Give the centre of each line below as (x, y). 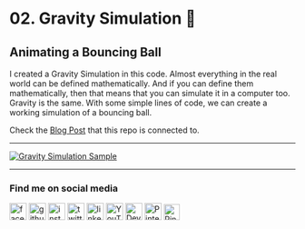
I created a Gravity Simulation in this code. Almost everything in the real (143, 74)
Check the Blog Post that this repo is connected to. (104, 130)
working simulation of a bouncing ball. (81, 112)
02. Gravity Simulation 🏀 (103, 19)
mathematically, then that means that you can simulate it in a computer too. (150, 93)
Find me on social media (64, 188)
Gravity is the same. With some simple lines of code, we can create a (138, 103)
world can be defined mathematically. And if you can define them (132, 84)
